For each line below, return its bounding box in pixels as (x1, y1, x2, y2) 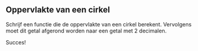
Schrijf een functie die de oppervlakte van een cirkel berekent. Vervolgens (5, 20, 192, 28)
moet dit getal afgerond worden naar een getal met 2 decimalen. (5, 27, 167, 34)
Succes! (5, 38, 26, 46)
